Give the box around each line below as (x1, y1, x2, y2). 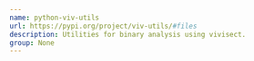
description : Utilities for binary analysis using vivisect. (9, 30, 247, 39)
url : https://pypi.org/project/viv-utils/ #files (9, 22, 198, 30)
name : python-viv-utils (9, 13, 100, 22)
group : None (9, 38, 55, 48)
